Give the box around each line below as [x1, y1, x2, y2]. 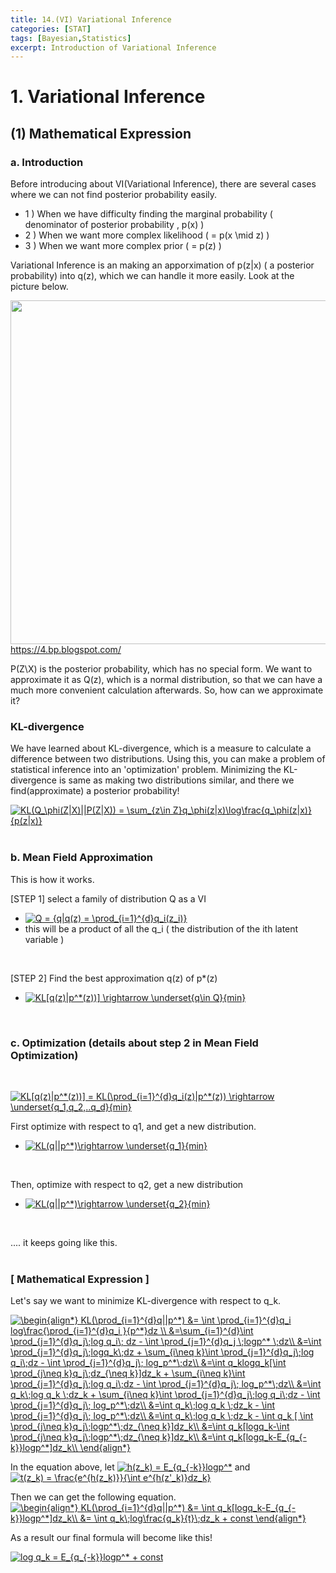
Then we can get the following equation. [10, 1491, 177, 1503]
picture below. [10, 281, 69, 293]
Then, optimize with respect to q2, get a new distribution [10, 1179, 244, 1191]
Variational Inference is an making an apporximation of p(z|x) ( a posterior [10, 259, 315, 271]
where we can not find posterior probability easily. [10, 189, 218, 201]
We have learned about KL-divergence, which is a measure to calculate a [10, 742, 312, 755]
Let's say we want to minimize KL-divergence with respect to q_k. [10, 1295, 282, 1307]
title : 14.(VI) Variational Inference [10, 14, 172, 25]
